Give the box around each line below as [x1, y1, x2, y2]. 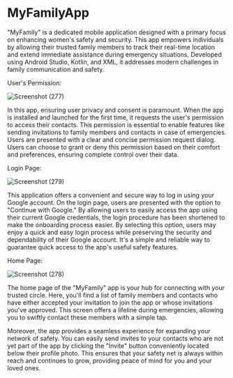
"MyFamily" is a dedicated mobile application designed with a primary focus [7, 28, 227, 36]
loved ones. [7, 363, 41, 372]
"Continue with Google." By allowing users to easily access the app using [7, 205, 218, 214]
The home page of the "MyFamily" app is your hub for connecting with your [7, 283, 225, 291]
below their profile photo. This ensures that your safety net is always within [7, 349, 223, 357]
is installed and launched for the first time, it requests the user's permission [7, 113, 225, 122]
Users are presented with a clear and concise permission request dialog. [7, 135, 216, 144]
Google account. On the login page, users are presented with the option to [7, 198, 221, 207]
